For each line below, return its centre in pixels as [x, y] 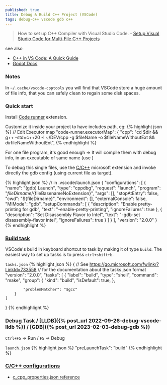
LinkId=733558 [21, 270]
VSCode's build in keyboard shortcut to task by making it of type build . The [84, 249]
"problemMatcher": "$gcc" [51, 290]
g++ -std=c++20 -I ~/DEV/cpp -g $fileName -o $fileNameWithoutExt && [80, 137]
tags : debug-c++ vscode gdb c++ [39, 19]
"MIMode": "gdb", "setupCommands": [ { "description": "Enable [71, 204]
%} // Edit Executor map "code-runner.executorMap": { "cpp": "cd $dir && [82, 132]
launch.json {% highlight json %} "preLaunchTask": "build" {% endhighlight [84, 348]
